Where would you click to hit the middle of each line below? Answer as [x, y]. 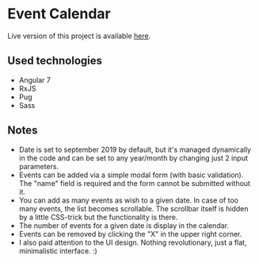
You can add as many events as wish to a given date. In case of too [129, 200]
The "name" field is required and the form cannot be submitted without [135, 183]
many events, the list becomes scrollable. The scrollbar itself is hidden [133, 208]
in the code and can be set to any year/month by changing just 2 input [133, 158]
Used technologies [55, 61]
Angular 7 [34, 79]
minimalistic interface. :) [58, 250]
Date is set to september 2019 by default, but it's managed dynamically [135, 149]
